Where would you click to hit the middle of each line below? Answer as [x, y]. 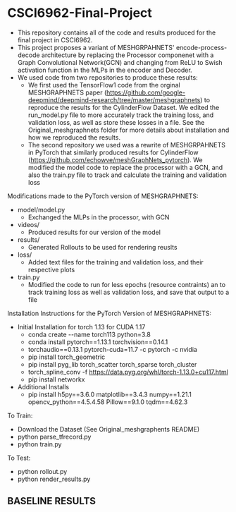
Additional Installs [43, 386]
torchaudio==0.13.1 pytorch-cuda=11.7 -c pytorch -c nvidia [112, 349]
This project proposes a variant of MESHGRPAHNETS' [96, 47]
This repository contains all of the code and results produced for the [117, 32]
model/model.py [41, 209]
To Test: [19, 458]
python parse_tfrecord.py [54, 437]
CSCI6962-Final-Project [80, 13]
